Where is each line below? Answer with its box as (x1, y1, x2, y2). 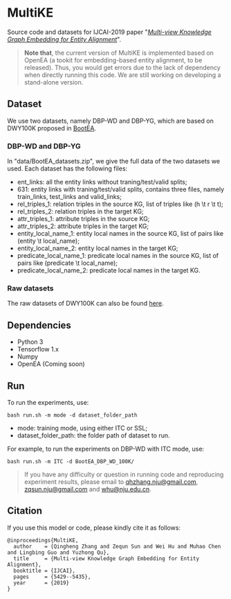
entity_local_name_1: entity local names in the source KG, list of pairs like (17, 229, 224, 238)
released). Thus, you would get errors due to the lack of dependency (24, 63, 221, 71)
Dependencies (7, 319, 71, 331)
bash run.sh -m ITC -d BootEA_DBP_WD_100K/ (7, 458, 135, 465)
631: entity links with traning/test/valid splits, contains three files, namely (17, 185, 225, 193)
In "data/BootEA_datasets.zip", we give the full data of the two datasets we (7, 157, 220, 166)
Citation (7, 505, 43, 517)
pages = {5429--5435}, (13, 573, 91, 580)
